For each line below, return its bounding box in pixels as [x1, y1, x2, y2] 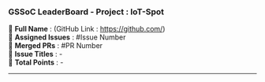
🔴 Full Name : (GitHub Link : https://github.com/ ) [8, 24, 166, 34]
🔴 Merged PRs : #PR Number [8, 41, 103, 50]
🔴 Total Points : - [8, 58, 64, 67]
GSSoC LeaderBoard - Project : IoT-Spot [8, 6, 164, 17]
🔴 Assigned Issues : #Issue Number [8, 32, 126, 42]
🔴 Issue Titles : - [8, 50, 63, 59]
